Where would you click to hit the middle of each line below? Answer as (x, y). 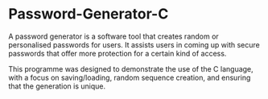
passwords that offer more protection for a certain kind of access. (118, 53)
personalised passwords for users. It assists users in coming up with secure (134, 44)
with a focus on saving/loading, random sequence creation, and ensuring (130, 77)
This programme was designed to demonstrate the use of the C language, (131, 68)
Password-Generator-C (89, 14)
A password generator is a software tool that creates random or (113, 36)
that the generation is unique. (57, 86)
